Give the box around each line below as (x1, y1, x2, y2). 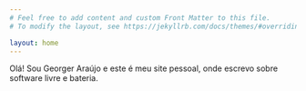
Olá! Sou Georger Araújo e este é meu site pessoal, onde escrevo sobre (9, 63, 279, 74)
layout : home (9, 38, 59, 47)
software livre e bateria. (9, 73, 98, 84)
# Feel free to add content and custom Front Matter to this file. (9, 13, 271, 23)
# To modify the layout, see (9, 22, 120, 31)
